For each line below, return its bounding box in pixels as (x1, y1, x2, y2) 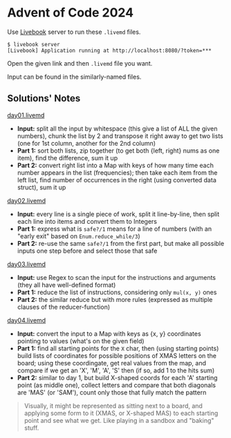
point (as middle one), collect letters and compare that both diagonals (17, 381, 216, 389)
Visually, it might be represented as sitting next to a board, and (24, 401, 203, 410)
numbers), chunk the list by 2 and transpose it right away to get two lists (17, 131, 223, 140)
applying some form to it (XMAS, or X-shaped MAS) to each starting (24, 409, 219, 417)
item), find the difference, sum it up (17, 153, 118, 162)
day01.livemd (7, 111, 45, 119)
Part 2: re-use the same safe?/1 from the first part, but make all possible (17, 239, 225, 247)
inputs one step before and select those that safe (17, 247, 158, 255)
